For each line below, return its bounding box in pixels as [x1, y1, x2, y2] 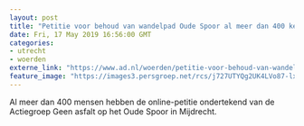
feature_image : [9, 72, 67, 81]
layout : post [9, 13, 59, 22]
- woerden [9, 55, 47, 64]
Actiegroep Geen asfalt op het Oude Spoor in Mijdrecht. [9, 105, 217, 117]
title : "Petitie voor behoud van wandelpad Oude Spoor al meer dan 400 [9, 22, 285, 31]
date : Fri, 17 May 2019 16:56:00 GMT [9, 30, 152, 39]
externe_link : [9, 64, 63, 73]
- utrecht [9, 47, 47, 56]
